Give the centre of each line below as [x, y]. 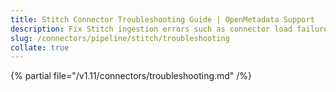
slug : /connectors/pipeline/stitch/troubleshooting [120, 38]
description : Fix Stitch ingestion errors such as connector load [151, 29]
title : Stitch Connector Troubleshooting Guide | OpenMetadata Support [162, 19]
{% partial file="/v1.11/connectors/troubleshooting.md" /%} [131, 76]
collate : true [40, 47]
